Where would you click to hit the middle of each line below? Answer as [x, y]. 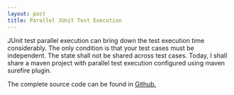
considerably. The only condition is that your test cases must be [101, 48]
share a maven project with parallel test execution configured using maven [116, 63]
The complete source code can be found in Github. [82, 84]
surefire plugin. [29, 70]
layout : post [27, 14]
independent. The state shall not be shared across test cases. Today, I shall [117, 55]
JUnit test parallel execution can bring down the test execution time [106, 40]
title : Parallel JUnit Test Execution [65, 20]
